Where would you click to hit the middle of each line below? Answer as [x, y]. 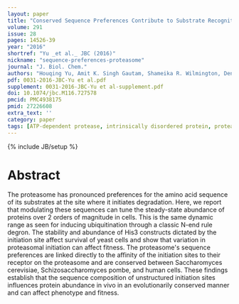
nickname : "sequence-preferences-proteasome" [76, 60]
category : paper [31, 119]
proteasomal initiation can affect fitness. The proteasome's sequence [109, 248]
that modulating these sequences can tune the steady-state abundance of [116, 210]
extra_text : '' [30, 113]
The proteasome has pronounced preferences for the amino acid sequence [118, 195]
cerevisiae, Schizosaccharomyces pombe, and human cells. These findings [118, 270]
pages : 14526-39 [31, 40]
